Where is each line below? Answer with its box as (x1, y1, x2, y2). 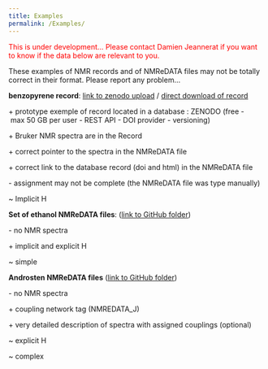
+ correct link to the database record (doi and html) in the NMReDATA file (8, 162, 253, 171)
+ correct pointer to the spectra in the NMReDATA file (8, 146, 188, 156)
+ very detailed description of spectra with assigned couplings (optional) (8, 319, 252, 329)
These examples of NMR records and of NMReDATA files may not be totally (8, 66, 261, 76)
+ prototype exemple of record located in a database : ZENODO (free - (8, 106, 245, 116)
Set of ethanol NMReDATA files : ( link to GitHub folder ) (8, 209, 192, 219)
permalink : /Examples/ (8, 20, 85, 28)
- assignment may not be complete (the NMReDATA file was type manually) (8, 178, 261, 188)
